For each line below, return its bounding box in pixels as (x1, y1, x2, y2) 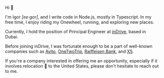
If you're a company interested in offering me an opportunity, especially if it (5, 58, 158, 63)
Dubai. (5, 34, 19, 39)
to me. (5, 68, 18, 74)
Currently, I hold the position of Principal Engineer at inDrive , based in (5, 29, 146, 34)
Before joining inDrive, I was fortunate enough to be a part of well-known (5, 43, 153, 49)
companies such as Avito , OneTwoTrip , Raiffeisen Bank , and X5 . (5, 49, 134, 54)
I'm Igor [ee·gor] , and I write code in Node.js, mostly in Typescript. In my (5, 14, 152, 19)
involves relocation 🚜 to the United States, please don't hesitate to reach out (5, 63, 159, 69)
